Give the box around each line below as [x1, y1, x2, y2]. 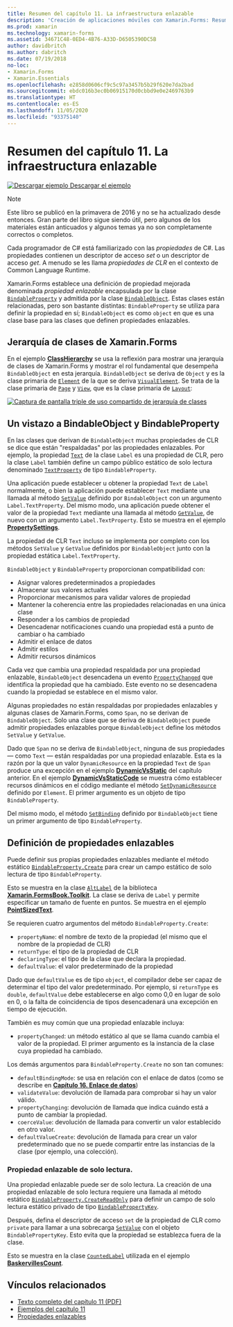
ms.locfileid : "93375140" [7, 113, 82, 120]
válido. [17, 1096, 37, 1104]
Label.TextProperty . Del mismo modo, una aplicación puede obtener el [7, 501, 210, 510]
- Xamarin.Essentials [7, 74, 70, 82]
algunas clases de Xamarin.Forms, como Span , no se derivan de [7, 709, 189, 717]
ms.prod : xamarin [7, 23, 58, 30]
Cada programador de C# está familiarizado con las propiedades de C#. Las [7, 244, 225, 252]
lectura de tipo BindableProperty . [7, 870, 102, 878]
